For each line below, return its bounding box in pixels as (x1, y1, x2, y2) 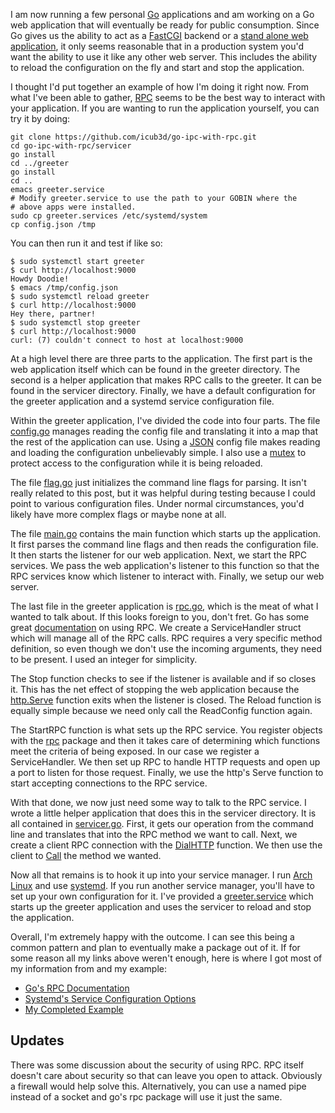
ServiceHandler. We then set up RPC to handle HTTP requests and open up (10, 756, 321, 768)
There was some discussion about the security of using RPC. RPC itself (10, 1059, 305, 1071)
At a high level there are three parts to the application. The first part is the (10, 353, 313, 364)
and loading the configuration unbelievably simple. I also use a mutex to (10, 447, 307, 458)
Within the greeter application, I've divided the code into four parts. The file (10, 415, 321, 426)
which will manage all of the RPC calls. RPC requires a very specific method (10, 632, 323, 644)
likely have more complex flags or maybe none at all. (10, 509, 227, 520)
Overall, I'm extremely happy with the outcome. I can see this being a (10, 931, 295, 943)
